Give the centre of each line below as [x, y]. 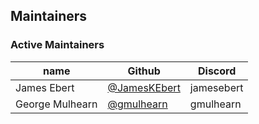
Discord [217, 71]
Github [144, 71]
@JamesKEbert [144, 87]
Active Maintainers [57, 45]
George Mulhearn [56, 104]
